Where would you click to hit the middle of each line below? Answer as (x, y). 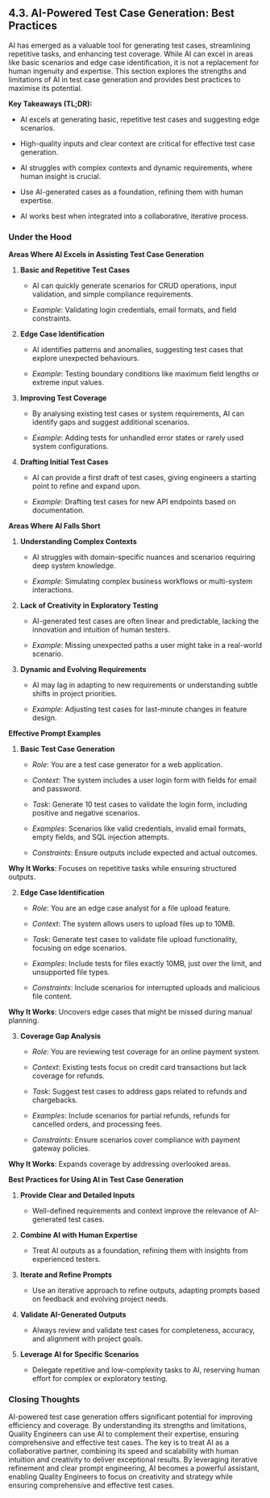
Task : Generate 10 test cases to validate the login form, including (139, 804)
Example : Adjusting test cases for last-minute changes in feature (139, 709)
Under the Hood (40, 237)
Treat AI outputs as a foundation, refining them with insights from (140, 1251)
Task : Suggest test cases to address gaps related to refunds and (139, 1092)
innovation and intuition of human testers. (101, 630)
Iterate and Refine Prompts (66, 1275)
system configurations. (70, 446)
